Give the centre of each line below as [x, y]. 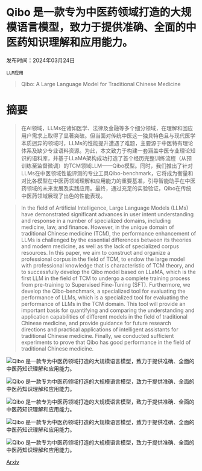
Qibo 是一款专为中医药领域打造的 [88, 12]
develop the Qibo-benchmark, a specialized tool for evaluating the [103, 291]
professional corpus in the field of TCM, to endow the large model [103, 259]
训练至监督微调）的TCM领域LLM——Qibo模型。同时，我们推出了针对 [107, 166]
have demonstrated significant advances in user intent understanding [107, 214]
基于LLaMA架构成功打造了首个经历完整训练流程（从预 [125, 158]
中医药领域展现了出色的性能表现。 [63, 196]
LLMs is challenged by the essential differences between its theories [106, 240]
